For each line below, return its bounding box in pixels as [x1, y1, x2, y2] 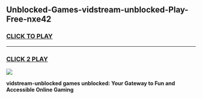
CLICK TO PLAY [6, 32, 53, 41]
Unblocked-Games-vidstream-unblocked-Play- [6, 5, 189, 15]
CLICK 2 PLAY [6, 55, 48, 63]
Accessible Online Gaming [6, 86, 74, 93]
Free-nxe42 [6, 14, 52, 25]
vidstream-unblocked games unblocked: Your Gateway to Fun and [6, 79, 176, 86]
